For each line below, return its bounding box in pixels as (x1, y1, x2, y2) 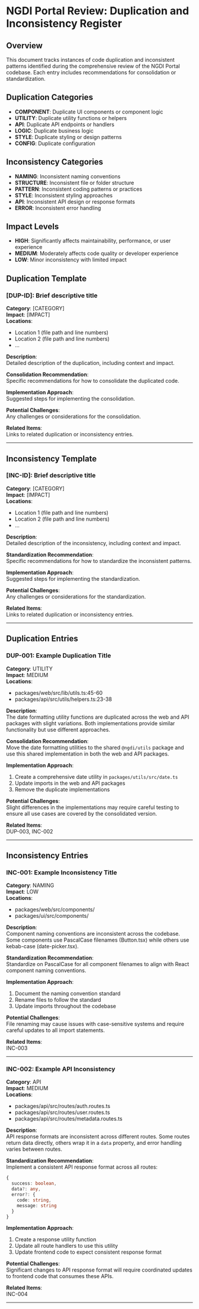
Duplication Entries (6, 634, 79, 644)
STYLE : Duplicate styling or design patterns (14, 133, 122, 140)
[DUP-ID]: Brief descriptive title (6, 291, 98, 300)
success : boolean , (11, 1181, 57, 1187)
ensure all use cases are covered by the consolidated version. (6, 810, 158, 817)
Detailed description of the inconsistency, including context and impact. (6, 539, 182, 546)
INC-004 (6, 1291, 28, 1298)
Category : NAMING (6, 882, 54, 889)
